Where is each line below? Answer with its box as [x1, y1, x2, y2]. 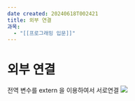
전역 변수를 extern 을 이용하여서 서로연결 [7, 86, 120, 95]
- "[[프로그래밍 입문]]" [13, 29, 76, 37]
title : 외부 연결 [7, 17, 52, 24]
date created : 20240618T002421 [7, 10, 99, 17]
